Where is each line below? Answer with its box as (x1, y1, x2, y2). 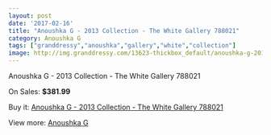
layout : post (8, 11, 52, 20)
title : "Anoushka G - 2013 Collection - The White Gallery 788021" (8, 27, 240, 35)
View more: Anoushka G (8, 118, 89, 127)
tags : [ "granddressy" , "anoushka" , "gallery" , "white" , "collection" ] (8, 42, 236, 50)
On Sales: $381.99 (8, 87, 71, 96)
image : (8, 49, 31, 57)
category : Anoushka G (8, 34, 81, 43)
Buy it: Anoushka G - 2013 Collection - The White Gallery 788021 (8, 102, 223, 112)
